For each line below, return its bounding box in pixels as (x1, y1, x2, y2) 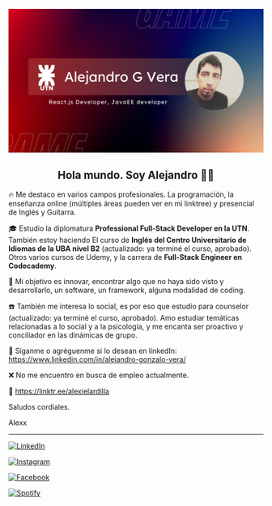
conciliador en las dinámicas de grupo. (8, 330, 138, 340)
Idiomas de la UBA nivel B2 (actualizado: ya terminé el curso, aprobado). (8, 244, 253, 253)
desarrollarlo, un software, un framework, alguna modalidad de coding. (8, 285, 245, 296)
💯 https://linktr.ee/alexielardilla (8, 386, 109, 397)
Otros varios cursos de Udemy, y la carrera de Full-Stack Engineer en (8, 253, 243, 262)
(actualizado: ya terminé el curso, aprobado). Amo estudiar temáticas (8, 313, 240, 323)
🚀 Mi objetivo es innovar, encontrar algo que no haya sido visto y (8, 277, 224, 287)
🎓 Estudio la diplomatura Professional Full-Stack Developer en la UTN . (8, 223, 249, 233)
